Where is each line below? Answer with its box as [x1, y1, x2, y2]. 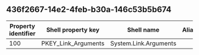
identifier [9, 29, 36, 37]
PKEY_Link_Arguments [41, 39, 105, 47]
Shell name [127, 26, 160, 34]
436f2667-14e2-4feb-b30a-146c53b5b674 [6, 5, 172, 15]
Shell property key [46, 26, 99, 34]
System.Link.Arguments [110, 39, 176, 47]
